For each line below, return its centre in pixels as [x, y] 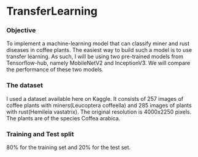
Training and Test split [40, 134]
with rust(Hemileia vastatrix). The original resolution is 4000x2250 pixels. [99, 112]
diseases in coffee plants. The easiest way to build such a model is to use [99, 50]
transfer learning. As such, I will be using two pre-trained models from [95, 57]
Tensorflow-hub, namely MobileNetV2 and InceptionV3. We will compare [98, 63]
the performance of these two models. [55, 70]
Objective [21, 31]
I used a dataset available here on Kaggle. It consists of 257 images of [95, 98]
